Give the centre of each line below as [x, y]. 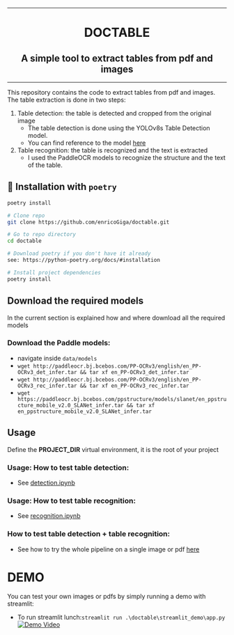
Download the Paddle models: [59, 343]
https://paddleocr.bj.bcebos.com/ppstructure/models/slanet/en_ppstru [122, 399]
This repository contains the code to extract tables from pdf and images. [111, 92]
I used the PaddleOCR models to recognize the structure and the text [127, 158]
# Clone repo [26, 215]
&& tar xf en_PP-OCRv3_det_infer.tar [134, 372]
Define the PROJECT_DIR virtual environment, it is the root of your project [113, 449]
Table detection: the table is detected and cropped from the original [114, 113]
